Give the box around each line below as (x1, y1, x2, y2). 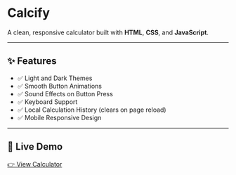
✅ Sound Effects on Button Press (17, 89, 114, 98)
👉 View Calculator (7, 160, 63, 168)
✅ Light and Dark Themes (17, 74, 93, 82)
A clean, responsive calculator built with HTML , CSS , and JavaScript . (7, 28, 209, 37)
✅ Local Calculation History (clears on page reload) (17, 105, 166, 114)
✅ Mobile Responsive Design (17, 113, 102, 122)
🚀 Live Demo (7, 141, 63, 153)
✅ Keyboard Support (17, 97, 78, 106)
